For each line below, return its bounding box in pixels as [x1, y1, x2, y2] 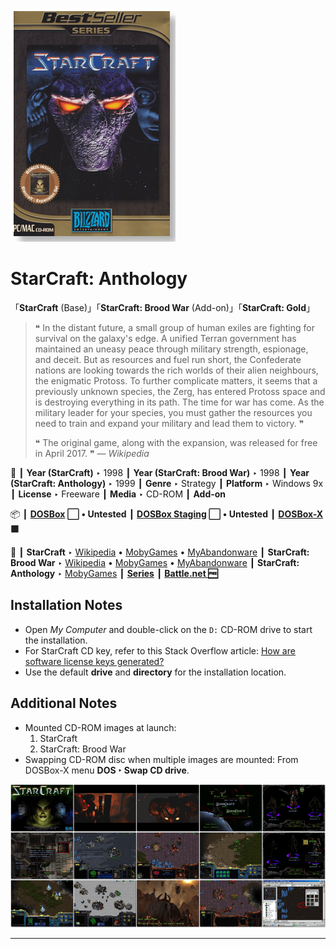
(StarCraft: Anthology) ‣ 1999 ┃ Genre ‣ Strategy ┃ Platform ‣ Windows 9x [10, 477, 324, 489]
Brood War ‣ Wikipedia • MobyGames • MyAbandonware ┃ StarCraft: [10, 556, 300, 568]
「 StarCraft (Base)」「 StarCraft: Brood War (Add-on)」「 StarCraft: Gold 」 [10, 301, 315, 313]
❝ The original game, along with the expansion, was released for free [34, 436, 318, 448]
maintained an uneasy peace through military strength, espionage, [34, 343, 309, 355]
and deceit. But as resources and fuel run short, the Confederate [34, 353, 302, 365]
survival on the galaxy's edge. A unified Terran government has [34, 332, 297, 344]
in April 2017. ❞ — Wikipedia [34, 447, 150, 459]
